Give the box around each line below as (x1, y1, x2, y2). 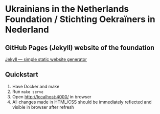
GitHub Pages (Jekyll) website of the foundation (5, 43, 155, 52)
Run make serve (12, 89, 44, 95)
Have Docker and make (12, 83, 60, 89)
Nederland (5, 24, 49, 35)
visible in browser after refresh (12, 104, 74, 110)
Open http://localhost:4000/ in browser (12, 94, 91, 99)
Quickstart (5, 71, 39, 79)
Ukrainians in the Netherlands (5, 3, 129, 15)
